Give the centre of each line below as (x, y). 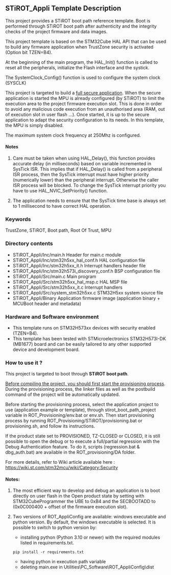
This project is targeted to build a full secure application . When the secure (83, 93)
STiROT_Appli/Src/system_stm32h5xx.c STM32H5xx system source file (88, 292)
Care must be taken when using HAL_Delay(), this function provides (84, 158)
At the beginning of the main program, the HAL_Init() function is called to (82, 62)
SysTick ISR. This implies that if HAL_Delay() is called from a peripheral (87, 169)
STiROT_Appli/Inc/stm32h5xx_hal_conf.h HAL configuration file (79, 260)
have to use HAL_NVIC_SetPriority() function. (60, 191)
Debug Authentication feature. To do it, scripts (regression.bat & (73, 447)
